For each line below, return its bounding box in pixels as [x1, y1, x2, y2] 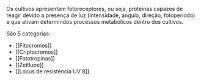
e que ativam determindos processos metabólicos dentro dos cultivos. [6, 18, 184, 25]
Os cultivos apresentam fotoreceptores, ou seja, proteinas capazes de [6, 5, 183, 12]
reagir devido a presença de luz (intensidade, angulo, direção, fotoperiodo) [6, 12, 196, 19]
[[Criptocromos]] [15, 48, 58, 56]
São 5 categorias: [6, 30, 51, 37]
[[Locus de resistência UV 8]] [15, 68, 90, 75]
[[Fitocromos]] [15, 42, 52, 49]
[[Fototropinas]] [15, 55, 55, 62]
